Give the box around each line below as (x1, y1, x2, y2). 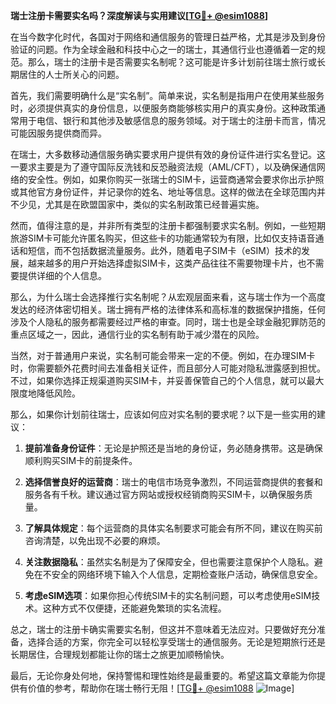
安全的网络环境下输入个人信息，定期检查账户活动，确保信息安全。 (51, 569, 323, 580)
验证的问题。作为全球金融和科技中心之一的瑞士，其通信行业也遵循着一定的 (10, 44, 317, 55)
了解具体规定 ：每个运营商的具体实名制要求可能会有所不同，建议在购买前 (24, 522, 323, 534)
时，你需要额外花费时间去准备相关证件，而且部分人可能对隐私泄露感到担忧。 (10, 362, 326, 374)
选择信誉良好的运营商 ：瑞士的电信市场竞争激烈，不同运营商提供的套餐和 (24, 476, 323, 488)
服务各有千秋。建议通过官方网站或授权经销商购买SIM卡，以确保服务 (24, 489, 305, 500)
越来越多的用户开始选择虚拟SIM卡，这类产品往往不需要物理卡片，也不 (27, 257, 316, 269)
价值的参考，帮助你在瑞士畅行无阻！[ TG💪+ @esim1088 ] (27, 682, 295, 694)
